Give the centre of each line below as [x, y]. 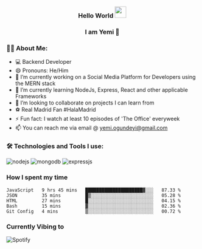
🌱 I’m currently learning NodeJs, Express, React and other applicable [102, 90]
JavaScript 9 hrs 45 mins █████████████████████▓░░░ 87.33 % [94, 190]
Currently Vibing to [35, 227]
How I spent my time [37, 177]
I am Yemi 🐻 [102, 32]
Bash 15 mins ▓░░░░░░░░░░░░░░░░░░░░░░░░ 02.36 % [94, 206]
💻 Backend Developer [43, 62]
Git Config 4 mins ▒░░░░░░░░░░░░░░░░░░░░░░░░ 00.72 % [94, 211]
